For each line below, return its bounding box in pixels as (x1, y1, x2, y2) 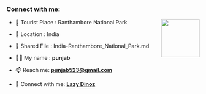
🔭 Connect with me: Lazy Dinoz (15, 81, 96, 88)
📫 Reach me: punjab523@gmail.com (15, 67, 112, 74)
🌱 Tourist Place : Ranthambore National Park (15, 19, 128, 26)
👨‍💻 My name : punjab (15, 54, 71, 62)
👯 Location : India (15, 31, 59, 38)
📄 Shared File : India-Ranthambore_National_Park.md (15, 42, 150, 50)
